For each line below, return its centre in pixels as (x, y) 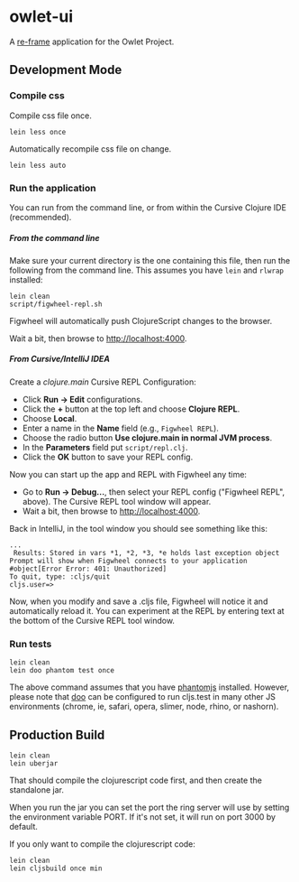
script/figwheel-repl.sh (56, 304)
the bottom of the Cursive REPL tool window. (92, 620)
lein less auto (38, 165)
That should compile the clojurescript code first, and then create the (136, 780)
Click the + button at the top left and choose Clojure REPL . (131, 409)
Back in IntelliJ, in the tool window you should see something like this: (139, 528)
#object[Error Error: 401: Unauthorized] (88, 569)
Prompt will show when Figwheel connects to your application (128, 561)
